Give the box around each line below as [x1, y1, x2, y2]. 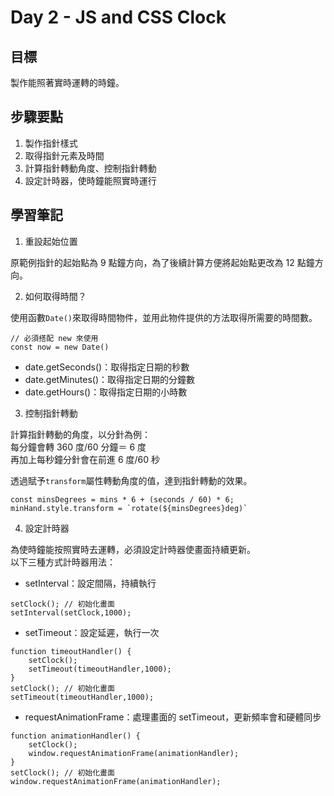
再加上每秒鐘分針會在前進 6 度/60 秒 [10, 453, 161, 465]
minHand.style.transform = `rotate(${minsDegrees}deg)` [10, 503, 248, 513]
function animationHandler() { [10, 731, 141, 741]
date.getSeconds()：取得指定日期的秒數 [24, 361, 190, 373]
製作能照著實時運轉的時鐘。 [10, 77, 125, 88]
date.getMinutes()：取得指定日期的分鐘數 [24, 373, 195, 385]
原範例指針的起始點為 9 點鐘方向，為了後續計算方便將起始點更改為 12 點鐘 [10, 256, 315, 268]
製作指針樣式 [24, 137, 78, 149]
